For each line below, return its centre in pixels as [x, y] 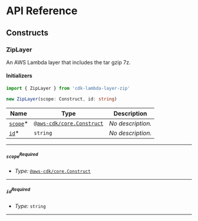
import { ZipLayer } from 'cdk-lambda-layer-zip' [68, 89]
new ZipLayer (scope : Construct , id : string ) [62, 99]
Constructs [27, 33]
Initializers [19, 76]
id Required [18, 191]
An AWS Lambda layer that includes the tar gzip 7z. [68, 62]
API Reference [42, 11]
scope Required [22, 156]
